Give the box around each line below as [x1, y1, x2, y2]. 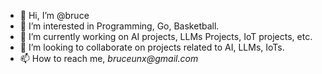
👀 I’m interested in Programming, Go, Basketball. [19, 20, 220, 32]
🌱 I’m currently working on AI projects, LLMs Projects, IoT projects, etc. [19, 31, 313, 42]
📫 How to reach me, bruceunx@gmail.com [19, 53, 199, 64]
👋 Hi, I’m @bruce [19, 10, 90, 21]
